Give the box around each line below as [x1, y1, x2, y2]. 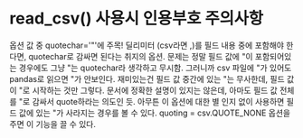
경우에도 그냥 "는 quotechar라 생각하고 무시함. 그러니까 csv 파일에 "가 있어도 [18, 62, 292, 73]
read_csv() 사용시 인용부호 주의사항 [9, 8, 264, 29]
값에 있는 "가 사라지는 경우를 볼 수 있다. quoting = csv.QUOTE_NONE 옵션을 [18, 107, 291, 118]
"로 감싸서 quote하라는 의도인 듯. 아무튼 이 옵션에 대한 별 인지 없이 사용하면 [18, 96, 285, 106]
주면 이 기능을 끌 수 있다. [9, 118, 97, 129]
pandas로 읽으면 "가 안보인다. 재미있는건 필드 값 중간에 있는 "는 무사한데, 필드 [9, 73, 285, 84]
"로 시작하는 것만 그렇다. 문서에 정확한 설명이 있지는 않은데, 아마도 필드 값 [18, 85, 278, 96]
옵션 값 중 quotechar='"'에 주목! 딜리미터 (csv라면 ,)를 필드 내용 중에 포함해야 [9, 40, 285, 51]
